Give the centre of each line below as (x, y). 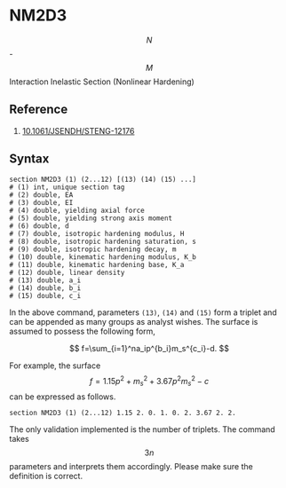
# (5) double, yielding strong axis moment (91, 218)
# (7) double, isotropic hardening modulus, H (97, 233)
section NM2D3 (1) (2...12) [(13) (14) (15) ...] (103, 179)
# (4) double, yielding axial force (77, 210)
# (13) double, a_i (45, 280)
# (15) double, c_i (45, 295)
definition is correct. (46, 476)
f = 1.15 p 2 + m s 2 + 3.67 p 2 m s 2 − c (149, 381)
